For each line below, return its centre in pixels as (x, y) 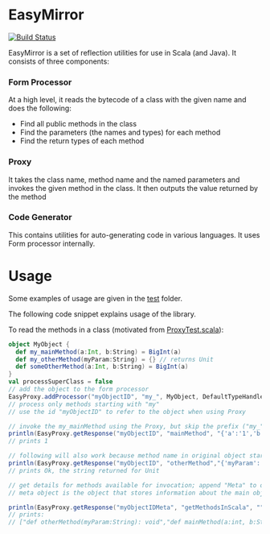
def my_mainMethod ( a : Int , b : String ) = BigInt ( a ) (98, 352)
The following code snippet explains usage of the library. (102, 314)
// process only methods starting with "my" (84, 404)
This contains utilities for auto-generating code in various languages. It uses (134, 234)
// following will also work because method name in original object (127, 456)
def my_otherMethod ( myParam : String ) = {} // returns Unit (115, 359)
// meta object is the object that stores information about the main (129, 493)
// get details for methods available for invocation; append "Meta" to (133, 485)
